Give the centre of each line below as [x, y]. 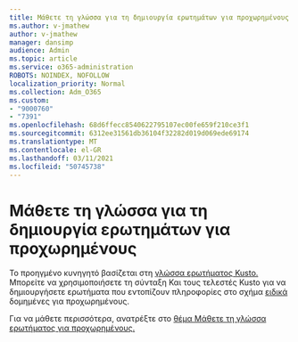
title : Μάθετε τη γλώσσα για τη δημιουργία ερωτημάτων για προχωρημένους [149, 17]
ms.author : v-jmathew [50, 26]
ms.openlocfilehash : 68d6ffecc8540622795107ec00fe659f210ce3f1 [129, 126]
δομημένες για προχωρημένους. [69, 301]
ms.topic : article [43, 59]
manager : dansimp [41, 42]
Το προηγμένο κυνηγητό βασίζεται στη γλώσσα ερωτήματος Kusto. [134, 273]
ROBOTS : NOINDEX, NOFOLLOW [59, 76]
